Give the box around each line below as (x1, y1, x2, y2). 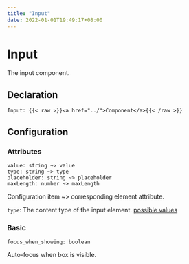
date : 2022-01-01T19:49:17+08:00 (7, 17, 103, 23)
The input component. (7, 69, 70, 77)
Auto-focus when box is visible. (7, 251, 97, 259)
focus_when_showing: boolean (7, 238, 91, 245)
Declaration (7, 89, 58, 101)
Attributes (7, 146, 42, 156)
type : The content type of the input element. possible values (7, 205, 178, 214)
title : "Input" (7, 10, 51, 17)
